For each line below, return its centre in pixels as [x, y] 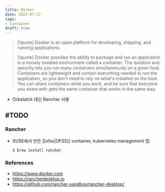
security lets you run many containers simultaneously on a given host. [89, 68]
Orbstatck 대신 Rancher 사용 [41, 99]
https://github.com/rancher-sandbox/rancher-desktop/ [68, 184]
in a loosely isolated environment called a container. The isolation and [88, 63]
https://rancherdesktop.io [38, 179]
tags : [11, 19]
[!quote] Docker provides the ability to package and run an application [89, 57]
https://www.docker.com [38, 174]
